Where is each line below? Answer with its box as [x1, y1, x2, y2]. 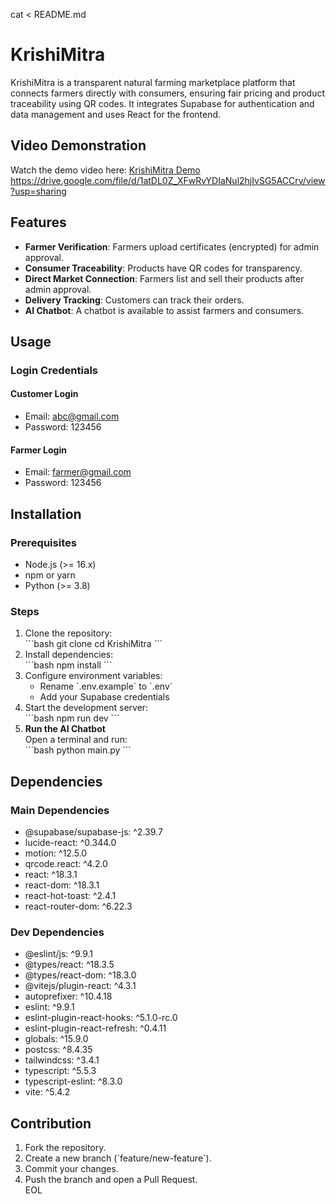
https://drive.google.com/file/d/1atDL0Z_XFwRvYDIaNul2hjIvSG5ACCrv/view [10, 174, 326, 186]
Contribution [10, 1115, 92, 1132]
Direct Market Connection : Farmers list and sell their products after [24, 272, 305, 284]
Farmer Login [10, 444, 67, 456]
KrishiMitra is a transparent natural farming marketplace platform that [10, 76, 296, 88]
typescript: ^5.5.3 [24, 1065, 97, 1077]
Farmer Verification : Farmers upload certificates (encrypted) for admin [24, 240, 320, 253]
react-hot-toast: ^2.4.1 [24, 889, 117, 901]
